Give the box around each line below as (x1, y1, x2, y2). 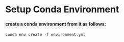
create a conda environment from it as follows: (5, 20, 106, 27)
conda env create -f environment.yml (5, 32, 86, 37)
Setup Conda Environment (5, 4, 119, 15)
